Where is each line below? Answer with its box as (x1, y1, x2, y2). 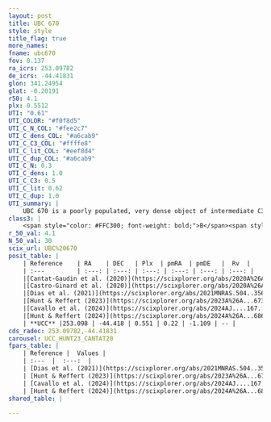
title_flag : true (8, 34, 67, 43)
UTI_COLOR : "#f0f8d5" (8, 117, 81, 125)
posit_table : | (8, 252, 60, 260)
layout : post (8, 11, 52, 20)
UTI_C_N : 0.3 (8, 162, 52, 170)
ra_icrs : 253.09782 (8, 65, 74, 73)
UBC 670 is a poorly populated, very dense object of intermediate (23, 207, 254, 215)
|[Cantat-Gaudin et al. (23, 274, 103, 282)
